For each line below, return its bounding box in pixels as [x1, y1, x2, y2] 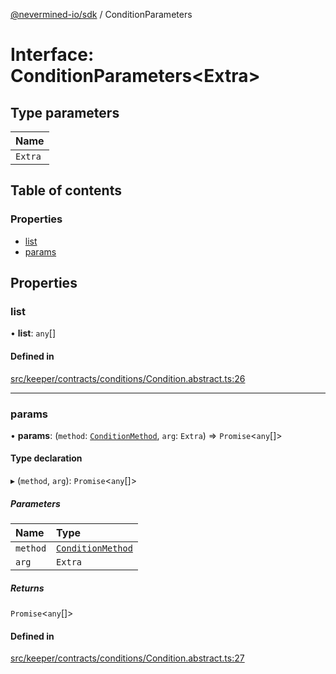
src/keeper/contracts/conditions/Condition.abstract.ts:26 [10, 372, 246, 384]
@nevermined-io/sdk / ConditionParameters [10, 9, 193, 20]
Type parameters [10, 104, 120, 121]
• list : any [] [10, 327, 57, 339]
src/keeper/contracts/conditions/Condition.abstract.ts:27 [10, 652, 245, 664]
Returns [10, 582, 45, 594]
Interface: [10, 44, 95, 66]
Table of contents [10, 182, 122, 199]
